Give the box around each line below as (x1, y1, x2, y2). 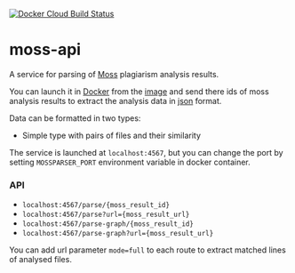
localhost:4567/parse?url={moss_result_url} (21, 210, 190, 220)
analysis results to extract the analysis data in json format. (9, 95, 222, 106)
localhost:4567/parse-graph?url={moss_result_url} (21, 229, 214, 238)
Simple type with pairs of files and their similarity (21, 130, 202, 141)
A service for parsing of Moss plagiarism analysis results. (9, 68, 219, 79)
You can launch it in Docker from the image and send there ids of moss (9, 85, 269, 97)
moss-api (9, 40, 82, 60)
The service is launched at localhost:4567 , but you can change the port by (9, 147, 283, 157)
